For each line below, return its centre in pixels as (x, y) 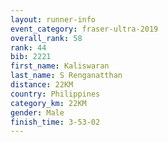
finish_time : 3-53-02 (55, 122)
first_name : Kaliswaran (60, 66)
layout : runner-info (53, 19)
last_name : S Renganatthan (66, 76)
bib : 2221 (31, 57)
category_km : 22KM (48, 103)
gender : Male (37, 112)
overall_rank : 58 (46, 38)
